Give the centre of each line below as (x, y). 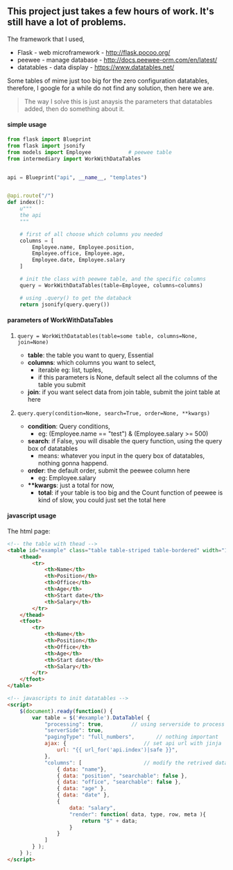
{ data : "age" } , (82, 789)
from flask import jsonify (46, 146)
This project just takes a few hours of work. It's (111, 11)
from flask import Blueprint (49, 139)
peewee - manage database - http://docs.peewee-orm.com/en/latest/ (117, 60)
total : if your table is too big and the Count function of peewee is (130, 493)
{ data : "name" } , (82, 769)
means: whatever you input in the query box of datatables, (121, 455)
